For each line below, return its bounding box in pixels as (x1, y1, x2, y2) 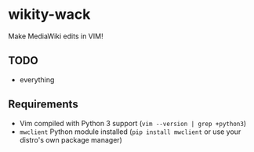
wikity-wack (8, 5, 91, 24)
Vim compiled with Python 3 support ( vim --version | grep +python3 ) (19, 118, 247, 128)
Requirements (8, 98, 78, 111)
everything (19, 74, 55, 84)
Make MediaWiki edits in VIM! (8, 31, 103, 41)
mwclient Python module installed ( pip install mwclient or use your (19, 127, 241, 136)
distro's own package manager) (19, 135, 123, 144)
